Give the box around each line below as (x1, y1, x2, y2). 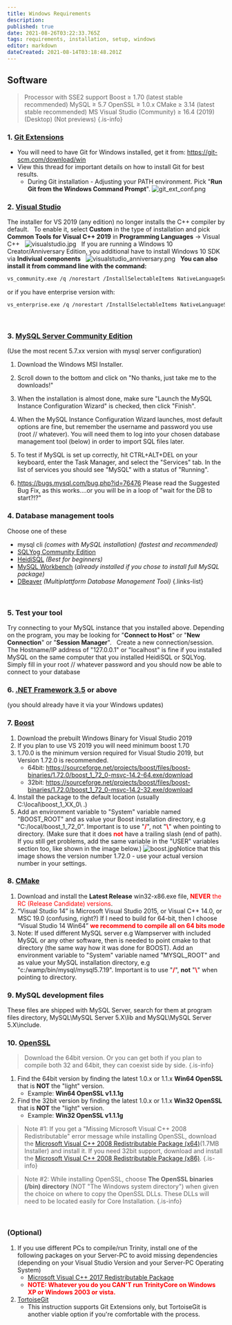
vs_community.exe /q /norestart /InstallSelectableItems (7, 275, 175, 283)
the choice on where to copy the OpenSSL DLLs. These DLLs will (23, 1190, 209, 1198)
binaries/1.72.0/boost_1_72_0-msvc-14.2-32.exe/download (27, 785, 193, 793)
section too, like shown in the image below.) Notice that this (17, 844, 221, 852)
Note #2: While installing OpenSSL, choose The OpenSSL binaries (23, 1175, 214, 1184)
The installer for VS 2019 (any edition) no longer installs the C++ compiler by (7, 218, 225, 226)
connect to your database (7, 667, 81, 676)
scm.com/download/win (17, 155, 86, 164)
